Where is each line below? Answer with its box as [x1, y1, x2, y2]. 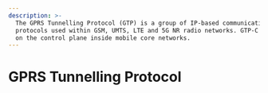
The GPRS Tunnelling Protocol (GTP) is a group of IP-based [15, 19, 219, 27]
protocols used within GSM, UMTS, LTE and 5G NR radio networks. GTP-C [15, 26, 259, 34]
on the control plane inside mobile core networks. [15, 33, 191, 42]
